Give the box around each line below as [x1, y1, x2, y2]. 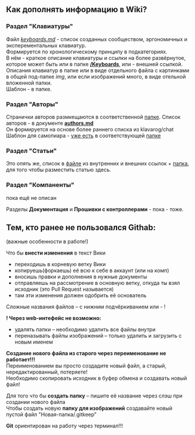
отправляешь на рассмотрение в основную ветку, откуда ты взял [14, 280, 180, 287]
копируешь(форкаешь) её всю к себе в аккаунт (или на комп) [14, 267, 170, 274]
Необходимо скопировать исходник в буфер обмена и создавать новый [6, 375, 187, 382]
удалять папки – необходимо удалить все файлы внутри [14, 326, 156, 333]
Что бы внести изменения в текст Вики [6, 249, 106, 257]
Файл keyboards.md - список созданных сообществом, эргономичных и [6, 35, 187, 43]
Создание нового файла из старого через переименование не [6, 350, 166, 357]
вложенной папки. [6, 79, 52, 86]
